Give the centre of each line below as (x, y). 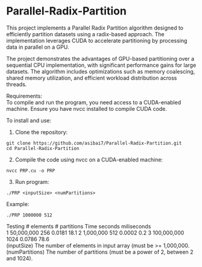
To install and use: (29, 120)
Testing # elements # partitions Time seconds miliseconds (79, 226)
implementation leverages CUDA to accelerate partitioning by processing (97, 40)
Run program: (32, 181)
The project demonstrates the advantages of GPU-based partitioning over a (100, 58)
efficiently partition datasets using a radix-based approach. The (85, 34)
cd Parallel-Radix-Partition (43, 148)
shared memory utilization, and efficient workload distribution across (92, 78)
